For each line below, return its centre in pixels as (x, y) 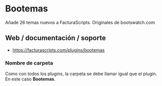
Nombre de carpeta (29, 63)
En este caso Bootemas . (30, 79)
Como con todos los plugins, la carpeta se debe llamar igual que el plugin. (81, 74)
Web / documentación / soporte (56, 38)
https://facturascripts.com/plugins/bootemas (58, 50)
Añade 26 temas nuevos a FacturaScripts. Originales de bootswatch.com (80, 22)
